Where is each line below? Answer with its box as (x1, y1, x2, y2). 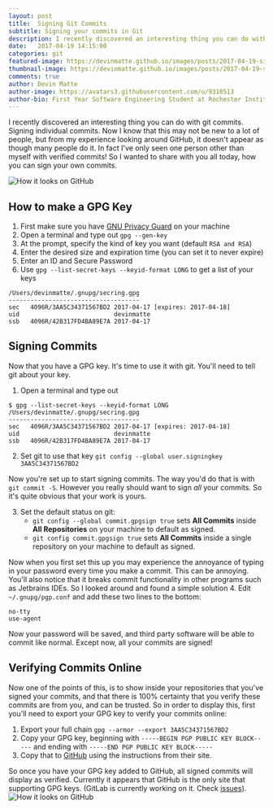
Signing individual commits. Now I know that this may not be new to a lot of (8, 126, 260, 136)
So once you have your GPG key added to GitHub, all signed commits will (8, 766, 253, 776)
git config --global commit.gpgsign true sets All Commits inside (32, 515, 257, 525)
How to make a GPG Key (8, 200, 132, 214)
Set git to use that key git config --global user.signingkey (19, 450, 223, 460)
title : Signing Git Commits (8, 20, 107, 28)
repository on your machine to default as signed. (32, 542, 196, 551)
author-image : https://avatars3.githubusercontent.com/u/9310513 (8, 87, 234, 96)
